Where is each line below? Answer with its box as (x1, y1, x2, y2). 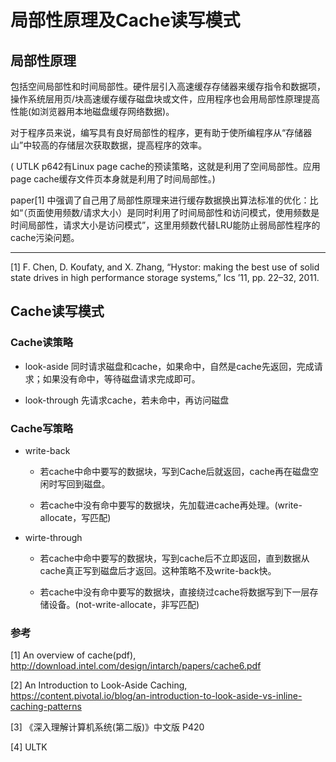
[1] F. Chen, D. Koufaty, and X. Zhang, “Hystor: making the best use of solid (10, 261, 320, 273)
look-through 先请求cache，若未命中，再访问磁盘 (24, 394, 230, 406)
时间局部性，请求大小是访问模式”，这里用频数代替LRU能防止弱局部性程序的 (10, 219, 321, 231)
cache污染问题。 (10, 232, 80, 243)
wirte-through (24, 531, 83, 543)
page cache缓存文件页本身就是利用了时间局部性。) (10, 173, 216, 185)
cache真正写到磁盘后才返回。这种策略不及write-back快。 (39, 564, 277, 576)
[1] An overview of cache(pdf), (10, 649, 137, 661)
